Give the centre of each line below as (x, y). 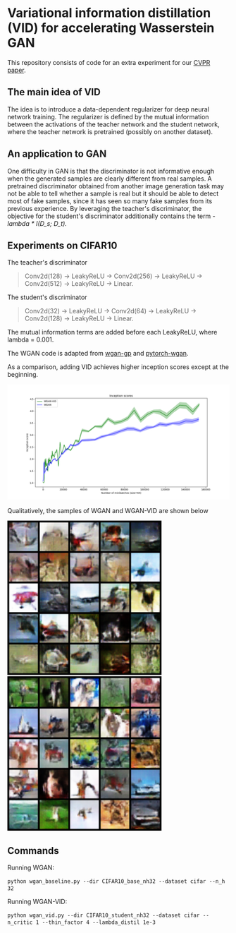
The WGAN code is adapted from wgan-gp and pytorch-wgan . (98, 354)
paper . (17, 70)
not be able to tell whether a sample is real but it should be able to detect (113, 193)
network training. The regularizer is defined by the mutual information (108, 116)
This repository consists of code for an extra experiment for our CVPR (109, 62)
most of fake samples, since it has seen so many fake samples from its (110, 201)
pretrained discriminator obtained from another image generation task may (116, 186)
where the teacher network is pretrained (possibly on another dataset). (110, 131)
